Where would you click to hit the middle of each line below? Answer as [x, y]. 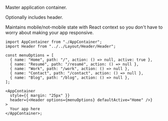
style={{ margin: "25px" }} [40, 95]
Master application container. [36, 7]
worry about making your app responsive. [50, 32]
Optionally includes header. [34, 17]
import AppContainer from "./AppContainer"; [54, 42]
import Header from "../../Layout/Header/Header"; [61, 46]
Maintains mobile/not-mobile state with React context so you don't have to [84, 27]
